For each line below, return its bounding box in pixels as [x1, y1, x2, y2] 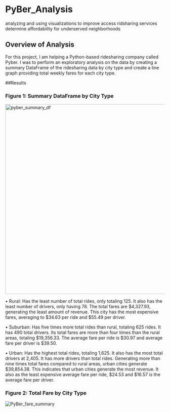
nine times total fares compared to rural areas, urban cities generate [5, 361, 148, 367]
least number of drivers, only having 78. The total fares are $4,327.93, [5, 304, 151, 310]
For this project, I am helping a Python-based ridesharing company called [5, 54, 159, 60]
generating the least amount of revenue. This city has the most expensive [5, 309, 159, 315]
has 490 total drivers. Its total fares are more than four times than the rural [5, 329, 160, 336]
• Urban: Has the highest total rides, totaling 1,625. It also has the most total [5, 350, 163, 356]
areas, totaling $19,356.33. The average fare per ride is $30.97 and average [5, 335, 163, 341]
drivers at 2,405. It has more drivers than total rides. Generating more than [5, 355, 161, 361]
